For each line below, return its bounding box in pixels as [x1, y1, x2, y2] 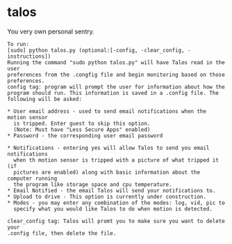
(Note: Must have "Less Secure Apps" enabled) [13, 126, 151, 133]
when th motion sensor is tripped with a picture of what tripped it [13, 156, 219, 164]
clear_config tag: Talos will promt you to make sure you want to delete [7, 218, 226, 224]
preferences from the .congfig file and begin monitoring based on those [7, 71, 226, 78]
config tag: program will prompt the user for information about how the [7, 83, 226, 91]
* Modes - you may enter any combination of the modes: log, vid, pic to [7, 199, 226, 206]
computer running [7, 175, 58, 182]
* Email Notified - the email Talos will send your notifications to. [7, 187, 216, 194]
